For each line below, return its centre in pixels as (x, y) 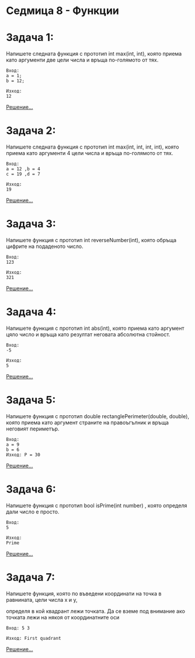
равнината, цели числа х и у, (42, 600)
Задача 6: (31, 489)
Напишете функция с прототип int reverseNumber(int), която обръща (91, 240)
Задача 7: (31, 577)
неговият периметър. (33, 429)
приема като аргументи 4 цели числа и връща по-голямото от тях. (90, 153)
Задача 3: (31, 224)
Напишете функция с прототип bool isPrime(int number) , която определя (97, 505)
